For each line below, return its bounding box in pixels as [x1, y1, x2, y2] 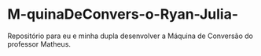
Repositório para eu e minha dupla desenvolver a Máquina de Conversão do [7, 31, 253, 40]
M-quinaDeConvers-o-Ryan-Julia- [7, 5, 239, 23]
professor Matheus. [7, 39, 72, 48]
